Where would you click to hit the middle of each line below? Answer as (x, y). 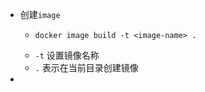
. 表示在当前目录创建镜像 (86, 67)
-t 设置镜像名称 (67, 55)
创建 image (40, 14)
